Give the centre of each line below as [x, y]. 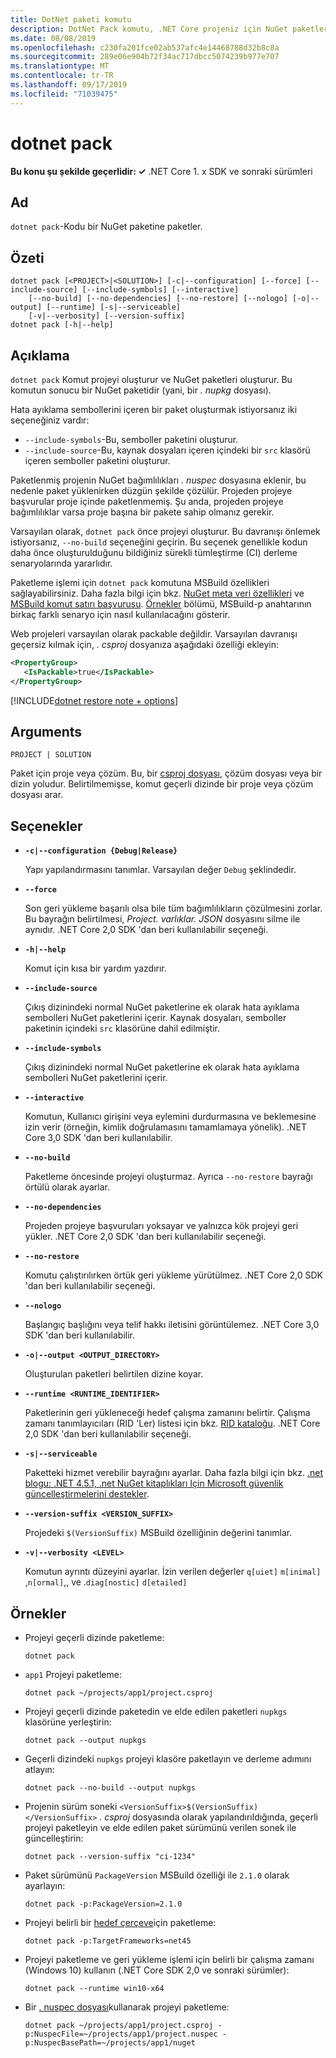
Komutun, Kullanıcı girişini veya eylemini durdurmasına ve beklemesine [170, 1117]
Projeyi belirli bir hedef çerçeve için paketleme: [120, 1923]
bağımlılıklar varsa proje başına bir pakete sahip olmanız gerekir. [142, 512]
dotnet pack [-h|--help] [62, 325]
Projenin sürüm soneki [71, 1807]
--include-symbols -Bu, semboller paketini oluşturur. [131, 439]
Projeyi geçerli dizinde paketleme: [94, 1638]
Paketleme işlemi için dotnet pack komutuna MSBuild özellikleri [140, 582]
